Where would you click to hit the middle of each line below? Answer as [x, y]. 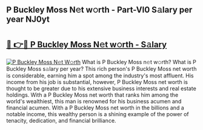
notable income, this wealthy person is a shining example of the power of [98, 114]
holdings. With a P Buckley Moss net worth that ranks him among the [92, 95]
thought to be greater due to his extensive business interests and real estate [101, 88]
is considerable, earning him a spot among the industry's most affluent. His [100, 76]
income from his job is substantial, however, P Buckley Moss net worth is [97, 82]
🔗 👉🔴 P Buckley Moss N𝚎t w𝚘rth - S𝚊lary [87, 44]
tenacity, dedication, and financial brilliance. [61, 121]
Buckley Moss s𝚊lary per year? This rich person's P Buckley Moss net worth [101, 69]
